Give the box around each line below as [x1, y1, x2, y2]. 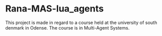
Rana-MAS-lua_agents [5, 3, 104, 14]
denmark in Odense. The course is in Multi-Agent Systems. [5, 24, 130, 30]
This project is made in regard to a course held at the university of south [5, 19, 157, 25]
